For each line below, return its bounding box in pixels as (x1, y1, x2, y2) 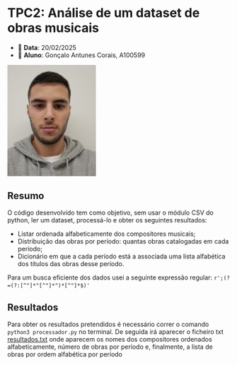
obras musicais (7, 20, 99, 36)
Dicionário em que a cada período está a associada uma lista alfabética (17, 252, 226, 261)
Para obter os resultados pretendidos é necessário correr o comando (7, 320, 209, 329)
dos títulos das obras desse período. (17, 260, 125, 268)
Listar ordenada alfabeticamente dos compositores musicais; (17, 229, 196, 238)
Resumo (7, 189, 45, 202)
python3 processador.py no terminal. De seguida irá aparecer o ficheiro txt (7, 328, 224, 336)
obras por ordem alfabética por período (7, 350, 122, 359)
